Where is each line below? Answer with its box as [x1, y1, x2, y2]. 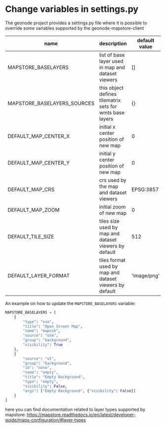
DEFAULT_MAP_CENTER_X [7, 132, 70, 139]
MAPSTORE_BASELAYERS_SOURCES [7, 100, 95, 107]
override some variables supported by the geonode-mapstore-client [5, 25, 144, 31]
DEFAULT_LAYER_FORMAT [7, 272, 70, 279]
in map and [99, 63, 125, 70]
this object [99, 84, 124, 91]
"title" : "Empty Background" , [23, 374, 85, 380]
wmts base [99, 109, 125, 116]
